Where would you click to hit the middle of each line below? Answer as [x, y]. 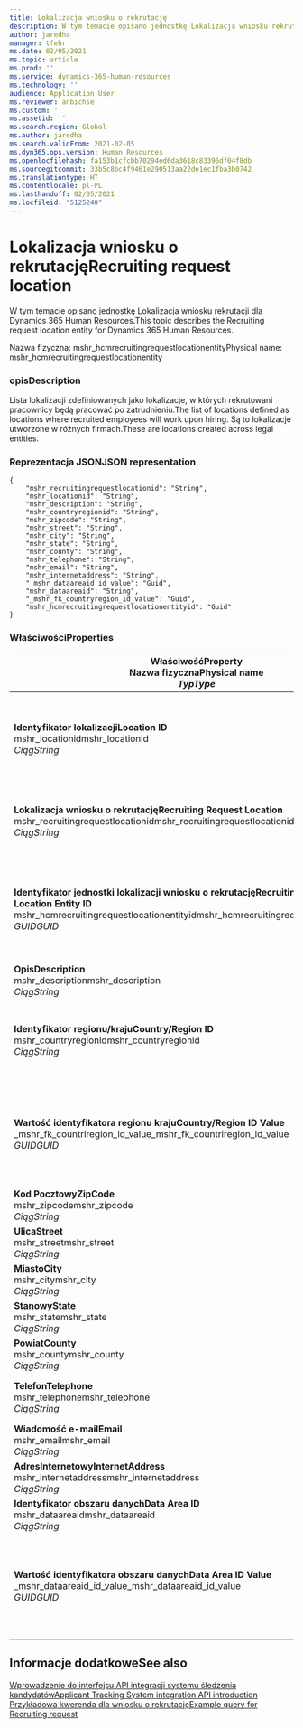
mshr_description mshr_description [87, 980]
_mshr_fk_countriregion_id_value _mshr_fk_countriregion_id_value [151, 1133]
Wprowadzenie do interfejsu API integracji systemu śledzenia [123, 1685]
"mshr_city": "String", [70, 536]
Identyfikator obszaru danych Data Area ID [107, 1503]
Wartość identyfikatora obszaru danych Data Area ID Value [143, 1574]
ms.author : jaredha [46, 136]
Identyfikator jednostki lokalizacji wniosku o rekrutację [135, 892]
